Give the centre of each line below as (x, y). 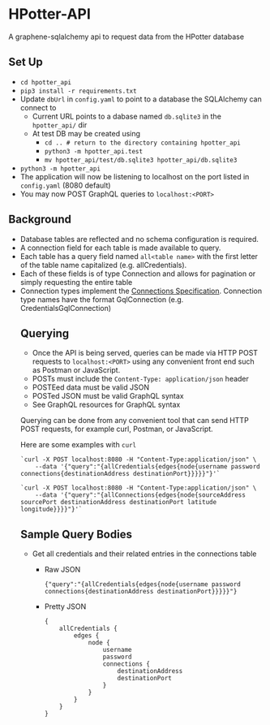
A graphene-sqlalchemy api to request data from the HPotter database (126, 37)
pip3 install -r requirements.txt (78, 91)
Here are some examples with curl (78, 445)
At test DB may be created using (86, 133)
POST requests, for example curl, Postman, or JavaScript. (116, 429)
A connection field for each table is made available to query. (120, 248)
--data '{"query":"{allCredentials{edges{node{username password (148, 467)
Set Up (26, 62)
